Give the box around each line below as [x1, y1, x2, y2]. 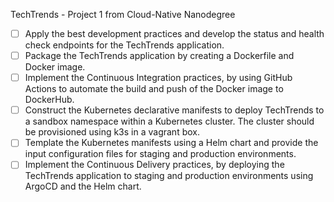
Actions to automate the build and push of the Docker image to [24, 83, 284, 95]
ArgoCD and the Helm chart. [24, 180, 142, 193]
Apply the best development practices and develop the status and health [24, 28, 325, 39]
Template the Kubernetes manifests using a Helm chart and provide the [24, 137, 319, 149]
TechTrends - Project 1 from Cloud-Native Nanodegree [10, 9, 236, 20]
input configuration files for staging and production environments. [24, 148, 297, 160]
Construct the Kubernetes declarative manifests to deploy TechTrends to [24, 104, 325, 116]
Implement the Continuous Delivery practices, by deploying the [24, 159, 285, 171]
